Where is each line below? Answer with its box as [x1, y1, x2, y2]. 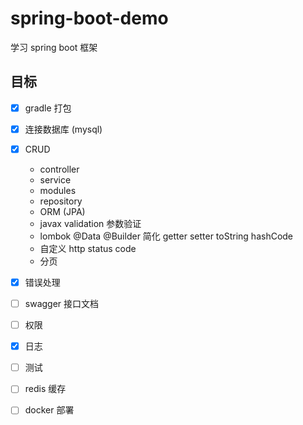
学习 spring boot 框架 [10, 41, 98, 53]
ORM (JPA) [39, 205, 86, 217]
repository [39, 195, 83, 207]
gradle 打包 [24, 102, 72, 114]
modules [39, 184, 77, 196]
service [39, 173, 72, 186]
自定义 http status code [39, 242, 137, 254]
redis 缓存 [24, 383, 67, 395]
